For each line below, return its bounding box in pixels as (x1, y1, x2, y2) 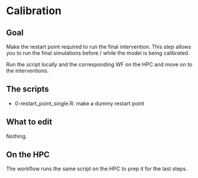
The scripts (6, 84, 49, 94)
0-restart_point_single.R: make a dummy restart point (14, 100, 145, 107)
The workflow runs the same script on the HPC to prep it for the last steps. (6, 165, 187, 172)
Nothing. (6, 133, 28, 140)
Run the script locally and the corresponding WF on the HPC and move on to (6, 61, 193, 68)
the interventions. (6, 67, 49, 74)
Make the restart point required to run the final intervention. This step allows (6, 43, 191, 50)
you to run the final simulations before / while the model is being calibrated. (6, 50, 190, 57)
